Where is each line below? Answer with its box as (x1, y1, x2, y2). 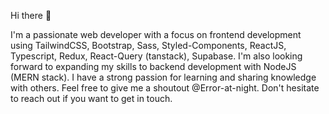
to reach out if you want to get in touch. (10, 93, 173, 104)
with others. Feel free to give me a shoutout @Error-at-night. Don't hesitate (10, 82, 320, 94)
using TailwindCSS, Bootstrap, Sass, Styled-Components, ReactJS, (10, 40, 287, 51)
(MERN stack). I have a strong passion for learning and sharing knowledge (10, 71, 317, 83)
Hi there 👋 (10, 10, 52, 21)
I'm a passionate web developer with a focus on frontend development (10, 29, 302, 40)
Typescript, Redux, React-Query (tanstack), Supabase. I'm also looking (10, 50, 303, 62)
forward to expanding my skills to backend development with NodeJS (10, 61, 297, 72)
